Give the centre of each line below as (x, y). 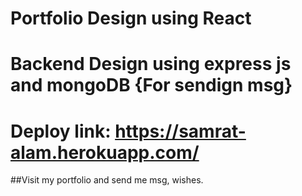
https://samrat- (180, 131)
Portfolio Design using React (131, 18)
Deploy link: (61, 131)
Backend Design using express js (151, 64)
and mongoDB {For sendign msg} (151, 85)
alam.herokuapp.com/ (105, 152)
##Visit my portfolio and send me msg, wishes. (107, 180)
